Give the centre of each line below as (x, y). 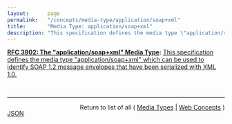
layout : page (33, 13)
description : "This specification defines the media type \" (97, 33)
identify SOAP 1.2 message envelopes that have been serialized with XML (112, 67)
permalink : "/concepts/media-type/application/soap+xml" (94, 20)
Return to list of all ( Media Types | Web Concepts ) (152, 107)
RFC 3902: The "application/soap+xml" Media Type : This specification (110, 52)
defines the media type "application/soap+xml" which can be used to (106, 60)
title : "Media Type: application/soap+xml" (80, 26)
